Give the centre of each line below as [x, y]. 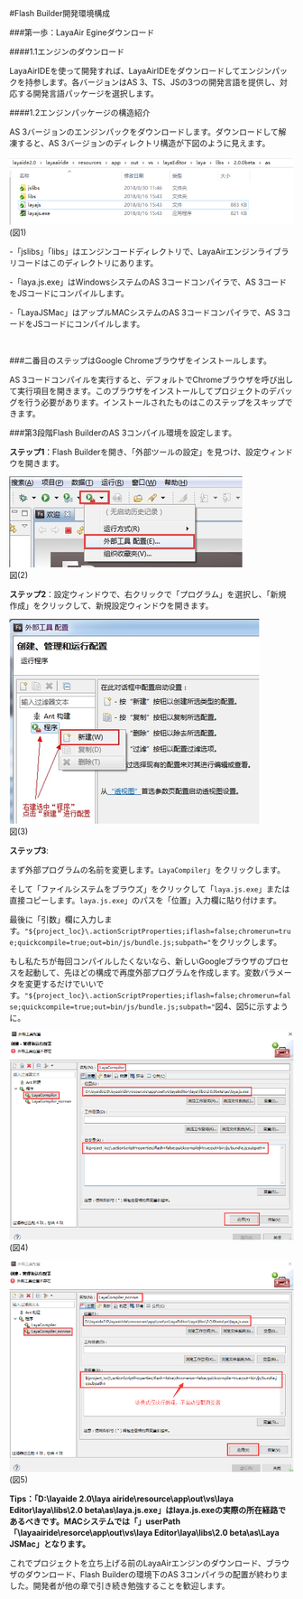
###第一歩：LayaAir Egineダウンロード [82, 33]
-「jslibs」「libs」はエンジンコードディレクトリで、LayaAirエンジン [133, 252]
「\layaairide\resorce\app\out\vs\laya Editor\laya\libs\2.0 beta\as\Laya [144, 1532]
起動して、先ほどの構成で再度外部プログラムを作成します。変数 [143, 973]
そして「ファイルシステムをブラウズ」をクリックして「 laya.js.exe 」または [150, 889]
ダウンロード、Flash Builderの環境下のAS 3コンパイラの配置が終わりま [156, 1574]
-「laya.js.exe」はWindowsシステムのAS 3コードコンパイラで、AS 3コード [148, 282]
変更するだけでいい [60, 984]
